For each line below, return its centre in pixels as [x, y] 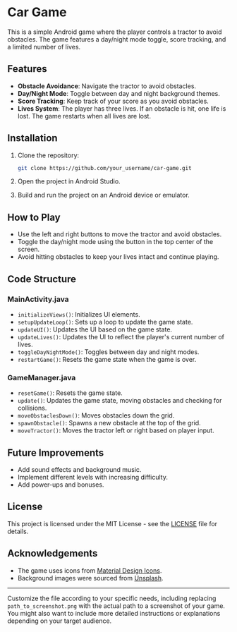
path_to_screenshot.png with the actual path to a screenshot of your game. [116, 606]
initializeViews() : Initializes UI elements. [79, 314]
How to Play [34, 217]
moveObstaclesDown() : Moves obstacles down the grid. [96, 415]
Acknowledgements [53, 553]
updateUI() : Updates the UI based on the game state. [95, 329]
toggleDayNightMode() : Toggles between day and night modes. [108, 352]
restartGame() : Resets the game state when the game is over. [107, 359]
